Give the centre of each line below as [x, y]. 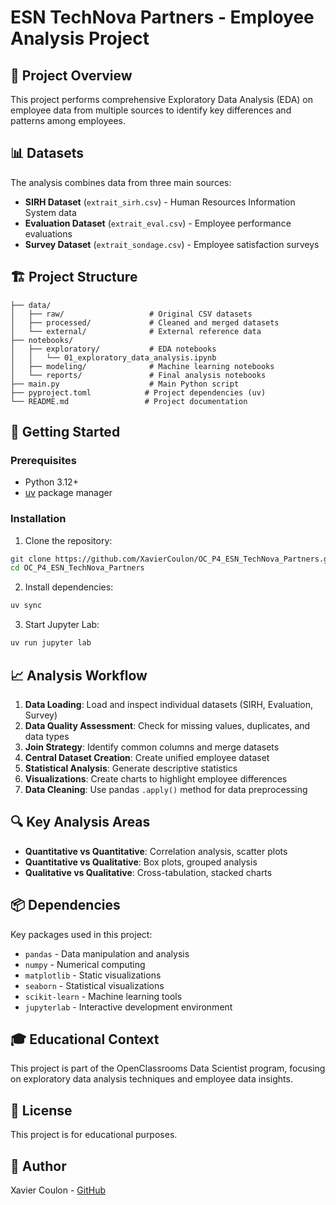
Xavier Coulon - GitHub [58, 1190]
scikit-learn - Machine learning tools [103, 996]
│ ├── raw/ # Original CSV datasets [131, 314]
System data [50, 212]
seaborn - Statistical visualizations [94, 985]
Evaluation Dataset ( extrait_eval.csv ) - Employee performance [158, 223]
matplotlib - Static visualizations [93, 975]
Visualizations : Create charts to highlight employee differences [156, 778]
